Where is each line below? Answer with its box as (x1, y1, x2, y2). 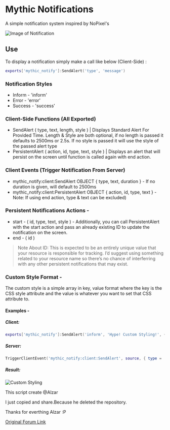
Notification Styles (5, 80, 53, 87)
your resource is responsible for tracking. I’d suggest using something (17, 250, 164, 256)
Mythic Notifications (5, 4, 94, 15)
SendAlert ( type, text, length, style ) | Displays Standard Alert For (12, 127, 149, 133)
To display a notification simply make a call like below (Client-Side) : (5, 58, 147, 65)
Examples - (5, 308, 30, 314)
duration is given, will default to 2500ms (12, 183, 97, 190)
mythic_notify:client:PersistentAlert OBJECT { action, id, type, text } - (12, 189, 157, 195)
